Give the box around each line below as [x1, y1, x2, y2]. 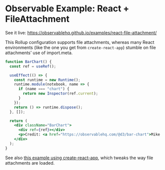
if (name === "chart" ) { [18, 87, 70, 92]
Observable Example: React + [5, 3, 129, 14]
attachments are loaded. [5, 160, 55, 166]
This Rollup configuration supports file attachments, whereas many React [5, 39, 155, 45]
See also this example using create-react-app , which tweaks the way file [5, 155, 153, 161]
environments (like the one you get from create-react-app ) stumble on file [5, 44, 156, 50]
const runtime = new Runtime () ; [14, 77, 81, 82]
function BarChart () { [5, 59, 52, 64]
